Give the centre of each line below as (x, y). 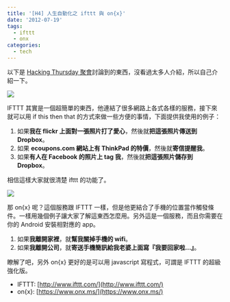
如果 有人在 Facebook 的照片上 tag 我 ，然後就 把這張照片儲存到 (105, 156)
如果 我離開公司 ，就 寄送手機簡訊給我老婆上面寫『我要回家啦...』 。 (108, 247)
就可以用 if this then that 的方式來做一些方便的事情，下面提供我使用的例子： (114, 116)
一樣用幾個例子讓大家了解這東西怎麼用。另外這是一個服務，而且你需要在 (121, 216)
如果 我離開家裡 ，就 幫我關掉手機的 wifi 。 (74, 239)
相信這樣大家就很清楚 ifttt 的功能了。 (59, 179)
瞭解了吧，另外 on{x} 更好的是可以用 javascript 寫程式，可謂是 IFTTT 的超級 (114, 262)
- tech (23, 52)
